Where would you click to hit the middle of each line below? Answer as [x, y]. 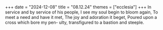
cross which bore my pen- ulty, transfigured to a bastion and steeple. [75, 22]
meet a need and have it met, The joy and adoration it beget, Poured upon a [81, 17]
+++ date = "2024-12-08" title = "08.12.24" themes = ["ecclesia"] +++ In [78, 7]
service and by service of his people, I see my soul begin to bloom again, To [81, 12]
